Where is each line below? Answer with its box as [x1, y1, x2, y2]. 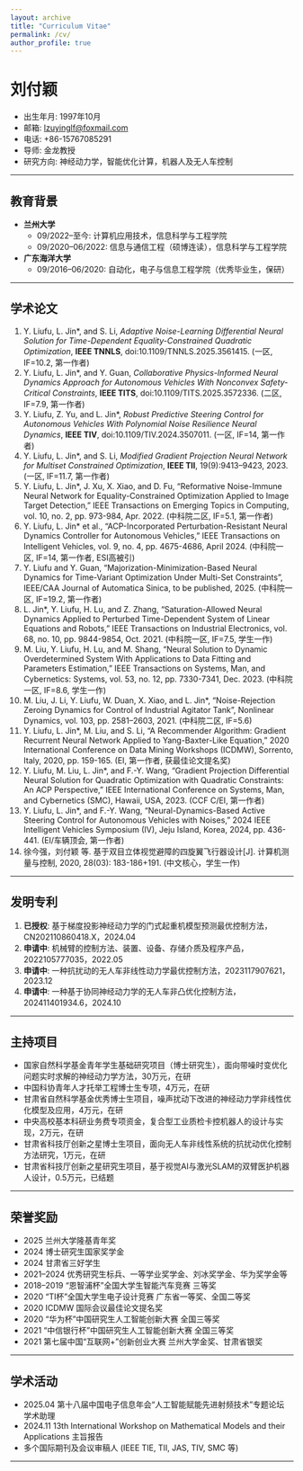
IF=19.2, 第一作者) [35, 593, 102, 604]
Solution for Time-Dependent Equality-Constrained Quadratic [22, 334, 253, 346]
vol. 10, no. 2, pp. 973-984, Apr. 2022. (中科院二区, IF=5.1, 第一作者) [22, 510, 273, 522]
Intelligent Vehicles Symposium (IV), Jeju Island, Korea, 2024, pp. [22, 824, 266, 834]
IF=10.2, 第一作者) [22, 357, 90, 368]
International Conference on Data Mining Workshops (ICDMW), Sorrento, [22, 744, 294, 755]
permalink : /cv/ [10, 30, 71, 39]
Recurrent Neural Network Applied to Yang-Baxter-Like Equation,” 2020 [22, 735, 290, 745]
